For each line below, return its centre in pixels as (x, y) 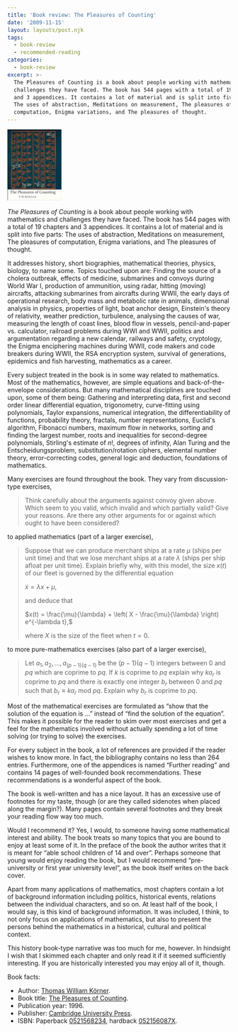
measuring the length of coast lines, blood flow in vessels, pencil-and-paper (119, 323)
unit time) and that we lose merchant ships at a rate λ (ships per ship (125, 558)
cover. (17, 875)
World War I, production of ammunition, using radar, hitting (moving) (107, 286)
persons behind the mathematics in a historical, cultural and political (107, 927)
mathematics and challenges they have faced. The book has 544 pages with (119, 219)
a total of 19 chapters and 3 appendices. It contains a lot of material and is (115, 227)
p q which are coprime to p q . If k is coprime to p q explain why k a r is (123, 673)
